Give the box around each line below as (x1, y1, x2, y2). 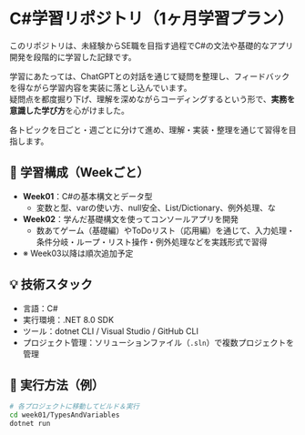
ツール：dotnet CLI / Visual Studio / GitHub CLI (22, 325, 198, 337)
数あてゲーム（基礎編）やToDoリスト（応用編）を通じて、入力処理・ (36, 225, 296, 236)
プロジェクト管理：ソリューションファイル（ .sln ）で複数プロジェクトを (22, 337, 294, 348)
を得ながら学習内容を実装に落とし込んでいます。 (9, 82, 192, 93)
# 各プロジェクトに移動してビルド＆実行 (9, 402, 139, 411)
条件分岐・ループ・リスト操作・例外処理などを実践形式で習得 (36, 236, 268, 247)
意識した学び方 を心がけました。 (9, 105, 129, 116)
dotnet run (9, 420, 51, 429)
